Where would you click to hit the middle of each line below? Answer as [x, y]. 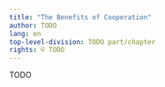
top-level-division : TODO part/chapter [82, 42]
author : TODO [33, 25]
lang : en [25, 33]
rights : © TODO [37, 50]
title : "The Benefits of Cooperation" [80, 17]
